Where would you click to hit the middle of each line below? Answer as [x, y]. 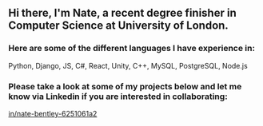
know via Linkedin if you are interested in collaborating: [118, 96]
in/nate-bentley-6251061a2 [53, 113]
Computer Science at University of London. [119, 26]
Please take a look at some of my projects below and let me [125, 86]
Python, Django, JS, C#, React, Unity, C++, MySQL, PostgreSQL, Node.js [128, 65]
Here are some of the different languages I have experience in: [132, 49]
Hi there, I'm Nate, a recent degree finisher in [123, 13]
